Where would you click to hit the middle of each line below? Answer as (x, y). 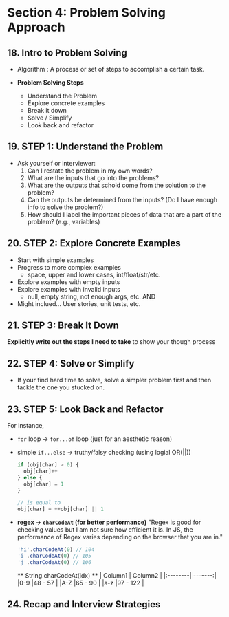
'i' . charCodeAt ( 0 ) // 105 (54, 556)
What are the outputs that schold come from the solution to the (117, 185)
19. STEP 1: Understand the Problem (85, 147)
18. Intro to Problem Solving (67, 53)
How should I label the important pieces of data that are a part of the (124, 214)
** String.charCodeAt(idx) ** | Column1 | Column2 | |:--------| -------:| (117, 575)
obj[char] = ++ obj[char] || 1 (61, 509)
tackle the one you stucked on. (61, 387)
